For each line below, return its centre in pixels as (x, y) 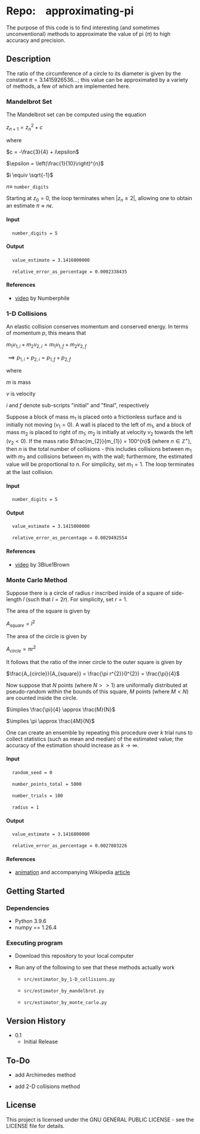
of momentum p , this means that (46, 333)
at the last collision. (30, 472)
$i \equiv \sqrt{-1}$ (30, 175)
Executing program (35, 943)
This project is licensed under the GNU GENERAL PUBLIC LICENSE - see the (100, 1119)
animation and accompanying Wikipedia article (72, 872)
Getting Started (36, 891)
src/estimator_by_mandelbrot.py (64, 991)
